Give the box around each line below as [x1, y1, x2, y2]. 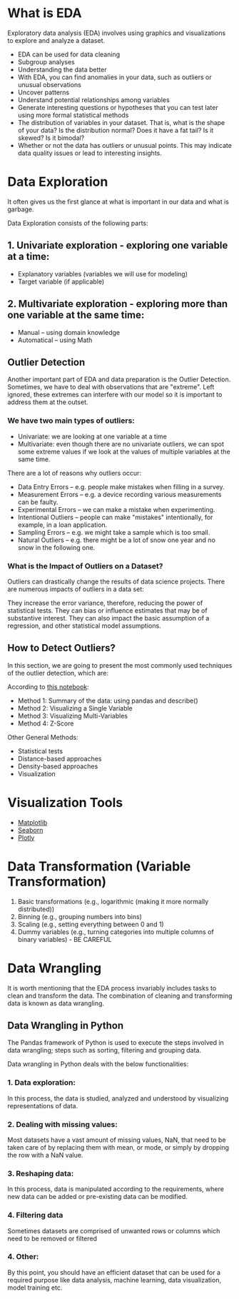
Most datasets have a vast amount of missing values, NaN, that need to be [7, 1135, 226, 1144]
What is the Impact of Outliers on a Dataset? [7, 561, 163, 571]
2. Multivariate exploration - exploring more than [7, 298, 228, 310]
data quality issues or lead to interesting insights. [17, 149, 163, 157]
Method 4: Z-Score [17, 719, 74, 728]
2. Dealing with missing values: [7, 1119, 118, 1129]
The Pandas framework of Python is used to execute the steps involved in [7, 1038, 225, 1047]
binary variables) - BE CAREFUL [17, 935, 112, 943]
